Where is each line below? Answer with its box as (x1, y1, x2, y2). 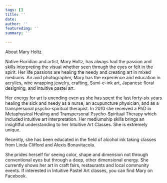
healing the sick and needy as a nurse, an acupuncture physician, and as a (5, 100, 159, 106)
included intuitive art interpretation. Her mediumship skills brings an (5, 116, 145, 122)
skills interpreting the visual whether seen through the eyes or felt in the (5, 64, 153, 70)
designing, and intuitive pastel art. (5, 85, 75, 91)
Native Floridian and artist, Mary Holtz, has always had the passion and (5, 59, 152, 64)
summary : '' (5, 31, 30, 36)
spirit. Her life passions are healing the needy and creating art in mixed (5, 69, 151, 75)
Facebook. (5, 173, 27, 178)
